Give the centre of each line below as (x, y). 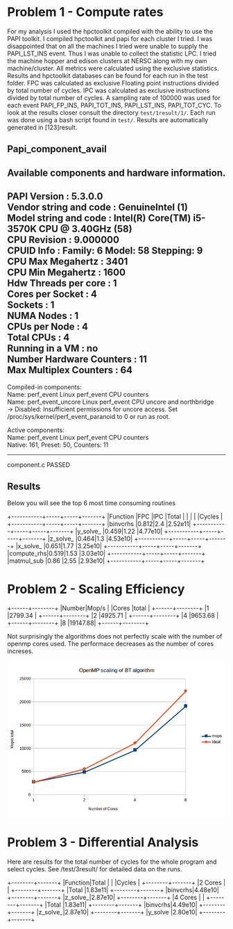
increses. (20, 651)
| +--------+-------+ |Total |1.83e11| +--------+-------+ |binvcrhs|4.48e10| (113, 889)
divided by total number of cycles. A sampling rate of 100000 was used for (114, 97)
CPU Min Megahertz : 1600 (67, 273)
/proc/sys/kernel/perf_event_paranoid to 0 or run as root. (89, 416)
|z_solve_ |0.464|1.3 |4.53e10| (90, 539)
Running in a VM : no (53, 348)
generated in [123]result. (42, 127)
